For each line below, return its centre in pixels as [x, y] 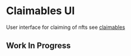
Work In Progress [38, 46]
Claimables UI [41, 11]
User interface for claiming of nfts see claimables [65, 27]
